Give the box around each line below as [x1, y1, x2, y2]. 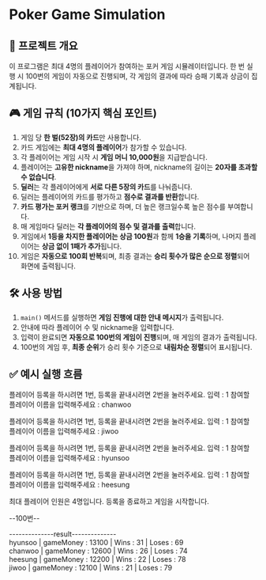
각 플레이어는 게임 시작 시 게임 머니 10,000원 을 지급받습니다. [20, 152, 208, 161]
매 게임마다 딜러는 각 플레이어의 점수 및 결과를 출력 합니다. [20, 222, 197, 231]
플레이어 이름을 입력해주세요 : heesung [9, 480, 130, 490]
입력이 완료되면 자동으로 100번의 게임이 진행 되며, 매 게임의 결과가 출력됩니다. [20, 332, 257, 342]
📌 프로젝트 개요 [9, 39, 78, 52]
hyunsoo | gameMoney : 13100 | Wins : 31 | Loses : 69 [9, 538, 184, 548]
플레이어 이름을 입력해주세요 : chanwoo [9, 400, 132, 409]
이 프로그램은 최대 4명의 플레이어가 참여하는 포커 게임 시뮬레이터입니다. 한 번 [9, 62, 245, 70]
